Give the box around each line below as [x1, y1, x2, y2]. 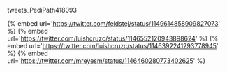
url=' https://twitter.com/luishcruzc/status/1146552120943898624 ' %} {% [7, 34, 219, 43]
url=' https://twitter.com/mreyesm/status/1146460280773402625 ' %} [7, 57, 206, 65]
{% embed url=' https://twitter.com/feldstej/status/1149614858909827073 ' [7, 20, 221, 27]
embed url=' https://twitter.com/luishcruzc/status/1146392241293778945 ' [7, 42, 219, 50]
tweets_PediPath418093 [7, 6, 77, 14]
